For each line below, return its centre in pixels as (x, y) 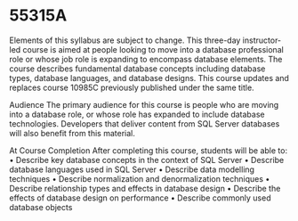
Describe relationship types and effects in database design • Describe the (145, 188)
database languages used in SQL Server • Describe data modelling (132, 169)
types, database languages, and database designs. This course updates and (149, 78)
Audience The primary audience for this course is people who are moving (144, 104)
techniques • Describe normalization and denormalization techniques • (140, 178)
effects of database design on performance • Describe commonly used (140, 198)
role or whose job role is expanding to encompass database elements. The (146, 59)
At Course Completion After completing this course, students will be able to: (148, 150)
